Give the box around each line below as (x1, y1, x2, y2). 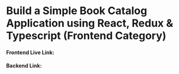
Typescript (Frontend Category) (6, 29, 167, 42)
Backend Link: (6, 62, 42, 69)
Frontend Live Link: (6, 49, 55, 56)
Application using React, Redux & (6, 16, 174, 30)
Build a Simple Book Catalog (6, 4, 148, 18)
